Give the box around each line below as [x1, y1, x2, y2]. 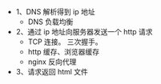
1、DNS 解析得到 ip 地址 [15, 7, 95, 16]
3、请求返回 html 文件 [15, 67, 88, 76]
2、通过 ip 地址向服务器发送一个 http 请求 [15, 27, 154, 36]
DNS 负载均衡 [27, 17, 74, 26]
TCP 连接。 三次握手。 [27, 37, 103, 46]
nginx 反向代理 [27, 57, 77, 66]
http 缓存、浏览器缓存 [27, 47, 100, 56]
